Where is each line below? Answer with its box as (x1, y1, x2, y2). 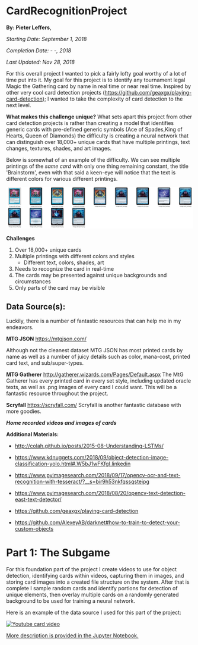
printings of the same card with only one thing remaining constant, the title (6, 162, 189, 170)
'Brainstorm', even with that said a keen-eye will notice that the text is (6, 168, 176, 176)
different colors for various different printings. (6, 175, 118, 182)
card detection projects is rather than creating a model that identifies (6, 119, 174, 126)
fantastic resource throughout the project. (6, 390, 108, 397)
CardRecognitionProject (6, 4, 127, 18)
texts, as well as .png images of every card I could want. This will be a (6, 383, 177, 390)
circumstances (14, 278, 52, 285)
